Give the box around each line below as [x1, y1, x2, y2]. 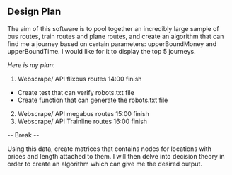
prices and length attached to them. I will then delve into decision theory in [7, 152, 225, 160]
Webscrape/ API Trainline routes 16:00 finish [17, 117, 147, 125]
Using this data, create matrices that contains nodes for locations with [7, 145, 212, 153]
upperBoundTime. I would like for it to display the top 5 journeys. [7, 47, 196, 55]
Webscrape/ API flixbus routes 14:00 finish [17, 74, 142, 83]
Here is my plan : [7, 60, 55, 69]
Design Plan [7, 6, 62, 18]
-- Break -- [7, 130, 40, 139]
